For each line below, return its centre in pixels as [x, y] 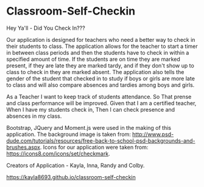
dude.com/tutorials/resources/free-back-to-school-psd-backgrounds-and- [101, 140]
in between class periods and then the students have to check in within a [98, 52]
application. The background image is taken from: [69, 134]
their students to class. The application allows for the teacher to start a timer [102, 46]
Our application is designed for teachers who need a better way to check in [101, 39]
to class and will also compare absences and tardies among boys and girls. [100, 85]
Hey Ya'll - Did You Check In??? [46, 28]
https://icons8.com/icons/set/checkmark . [58, 154]
